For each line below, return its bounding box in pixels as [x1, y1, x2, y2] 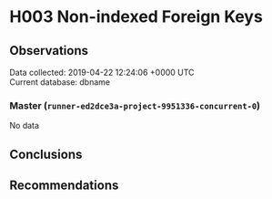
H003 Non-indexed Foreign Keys [9, 6, 264, 27]
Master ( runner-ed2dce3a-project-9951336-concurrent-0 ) [9, 99, 261, 111]
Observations [9, 43, 89, 58]
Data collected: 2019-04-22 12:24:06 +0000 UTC [9, 67, 195, 78]
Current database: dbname [9, 77, 111, 88]
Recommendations [9, 178, 119, 194]
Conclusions [9, 146, 83, 162]
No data [9, 120, 39, 131]
